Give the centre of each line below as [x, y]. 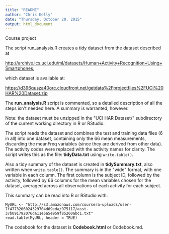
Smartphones [19, 68]
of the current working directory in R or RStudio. [55, 123]
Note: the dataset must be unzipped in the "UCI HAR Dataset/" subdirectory [84, 118]
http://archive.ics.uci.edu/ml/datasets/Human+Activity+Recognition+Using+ [84, 63]
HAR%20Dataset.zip [26, 93]
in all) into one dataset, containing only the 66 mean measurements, [76, 138]
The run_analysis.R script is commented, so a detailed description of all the [84, 103]
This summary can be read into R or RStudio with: [57, 196]
